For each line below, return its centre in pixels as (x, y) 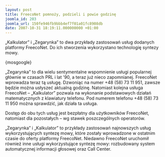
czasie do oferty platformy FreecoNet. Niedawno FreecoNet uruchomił (77, 139)
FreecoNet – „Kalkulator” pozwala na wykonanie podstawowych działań (78, 93)
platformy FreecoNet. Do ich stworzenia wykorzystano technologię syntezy (82, 48)
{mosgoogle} (19, 62)
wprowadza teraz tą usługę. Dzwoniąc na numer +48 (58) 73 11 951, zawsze (83, 83)
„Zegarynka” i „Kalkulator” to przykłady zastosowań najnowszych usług (78, 128)
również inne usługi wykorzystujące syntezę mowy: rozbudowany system (80, 144)
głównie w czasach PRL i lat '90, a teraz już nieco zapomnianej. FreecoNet (81, 77)
